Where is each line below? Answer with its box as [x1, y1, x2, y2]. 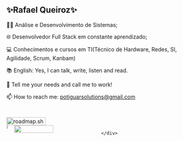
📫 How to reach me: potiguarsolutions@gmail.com [6, 93, 136, 100]
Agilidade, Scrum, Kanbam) [6, 54, 76, 62]
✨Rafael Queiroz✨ [6, 5, 77, 15]
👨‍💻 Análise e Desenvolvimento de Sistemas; [6, 21, 118, 28]
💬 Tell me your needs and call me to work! [6, 81, 112, 88]
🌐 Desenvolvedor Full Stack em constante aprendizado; [6, 33, 147, 40]
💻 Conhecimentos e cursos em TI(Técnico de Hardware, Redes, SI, [6, 45, 177, 53]
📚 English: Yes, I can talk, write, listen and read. [6, 67, 128, 74]
